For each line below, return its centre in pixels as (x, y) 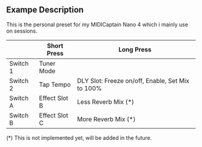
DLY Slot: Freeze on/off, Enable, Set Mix (133, 81)
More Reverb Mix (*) (106, 119)
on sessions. (22, 31)
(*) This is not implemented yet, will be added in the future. (79, 137)
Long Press (135, 49)
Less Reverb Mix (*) (106, 102)
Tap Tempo (55, 84)
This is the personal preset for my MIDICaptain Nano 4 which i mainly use (97, 24)
